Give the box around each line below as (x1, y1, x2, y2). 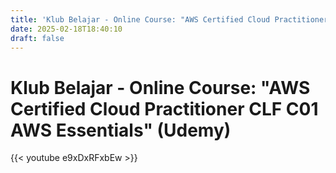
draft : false (10, 33, 65, 43)
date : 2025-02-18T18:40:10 (10, 24, 123, 34)
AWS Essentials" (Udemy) (10, 119, 232, 141)
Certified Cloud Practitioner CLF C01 (10, 97, 319, 120)
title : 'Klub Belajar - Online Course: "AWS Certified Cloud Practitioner (10, 14, 329, 25)
